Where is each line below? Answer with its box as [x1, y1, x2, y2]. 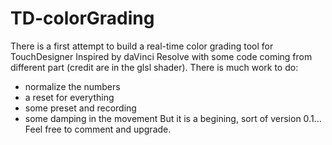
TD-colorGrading [10, 7, 155, 30]
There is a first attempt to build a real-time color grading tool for [10, 40, 274, 52]
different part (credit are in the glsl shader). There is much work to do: [10, 61, 299, 73]
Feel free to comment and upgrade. [24, 123, 172, 135]
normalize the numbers [24, 80, 121, 92]
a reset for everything [24, 91, 115, 103]
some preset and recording [24, 102, 137, 114]
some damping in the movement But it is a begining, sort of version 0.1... [24, 112, 322, 124]
